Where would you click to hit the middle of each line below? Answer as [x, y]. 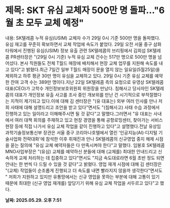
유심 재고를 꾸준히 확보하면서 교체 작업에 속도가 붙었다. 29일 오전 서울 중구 [79, 44]
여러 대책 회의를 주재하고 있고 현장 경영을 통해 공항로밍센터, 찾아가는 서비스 [89, 120]
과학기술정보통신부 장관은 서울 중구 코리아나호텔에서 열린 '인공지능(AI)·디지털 [81, 132]
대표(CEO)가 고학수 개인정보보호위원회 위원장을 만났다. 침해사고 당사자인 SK [80, 88]
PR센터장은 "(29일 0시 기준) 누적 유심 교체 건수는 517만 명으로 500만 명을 [83, 57]
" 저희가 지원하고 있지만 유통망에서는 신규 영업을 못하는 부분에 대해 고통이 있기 [82, 177]
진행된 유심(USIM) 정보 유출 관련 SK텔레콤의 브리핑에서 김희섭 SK [88, 50]
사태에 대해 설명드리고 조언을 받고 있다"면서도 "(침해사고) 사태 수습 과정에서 [85, 107]
